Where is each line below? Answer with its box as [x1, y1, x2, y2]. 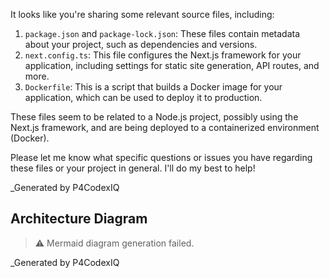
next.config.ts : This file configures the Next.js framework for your [24, 49, 302, 61]
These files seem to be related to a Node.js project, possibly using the [10, 111, 299, 123]
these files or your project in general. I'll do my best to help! [10, 162, 256, 174]
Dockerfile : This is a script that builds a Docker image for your [24, 81, 283, 93]
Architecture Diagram [10, 210, 148, 228]
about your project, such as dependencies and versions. [24, 39, 258, 50]
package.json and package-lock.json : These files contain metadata [24, 28, 301, 39]
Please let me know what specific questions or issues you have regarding [10, 152, 313, 163]
